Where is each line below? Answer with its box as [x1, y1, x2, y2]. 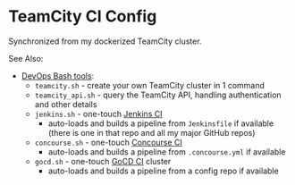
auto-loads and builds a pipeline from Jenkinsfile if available [47, 118, 274, 129]
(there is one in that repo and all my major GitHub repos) [47, 127, 256, 138]
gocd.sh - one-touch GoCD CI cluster [34, 156, 172, 166]
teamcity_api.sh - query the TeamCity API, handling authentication [34, 89, 282, 100]
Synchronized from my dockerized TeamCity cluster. [8, 36, 202, 46]
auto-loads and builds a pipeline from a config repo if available [47, 165, 279, 176]
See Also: [8, 53, 44, 63]
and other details [34, 98, 97, 109]
